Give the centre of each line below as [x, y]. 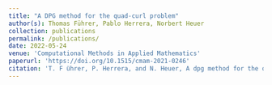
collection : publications [52, 31]
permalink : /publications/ [54, 38]
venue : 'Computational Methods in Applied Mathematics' [104, 53]
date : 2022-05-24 [38, 46]
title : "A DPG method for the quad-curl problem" [94, 16]
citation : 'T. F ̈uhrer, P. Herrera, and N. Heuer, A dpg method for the [134, 69]
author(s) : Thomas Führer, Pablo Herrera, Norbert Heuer [106, 23]
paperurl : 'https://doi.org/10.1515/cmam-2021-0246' [99, 62]
